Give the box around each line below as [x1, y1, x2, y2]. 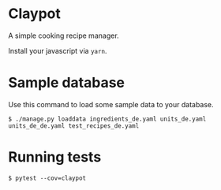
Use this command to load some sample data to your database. [8, 99, 215, 109]
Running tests [8, 148, 102, 166]
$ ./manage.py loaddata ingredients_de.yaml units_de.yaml [8, 115, 207, 123]
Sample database [8, 74, 125, 91]
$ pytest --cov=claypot [8, 174, 87, 182]
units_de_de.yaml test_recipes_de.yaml [8, 121, 140, 130]
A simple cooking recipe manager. [8, 31, 120, 40]
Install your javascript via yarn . [8, 46, 107, 55]
